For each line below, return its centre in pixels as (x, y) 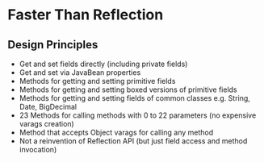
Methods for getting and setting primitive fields (97, 81)
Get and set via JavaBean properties (80, 73)
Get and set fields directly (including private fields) (103, 64)
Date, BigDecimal (48, 107)
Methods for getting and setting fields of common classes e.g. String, (135, 98)
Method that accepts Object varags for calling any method (116, 132)
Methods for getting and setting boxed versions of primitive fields (128, 89)
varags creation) (46, 124)
